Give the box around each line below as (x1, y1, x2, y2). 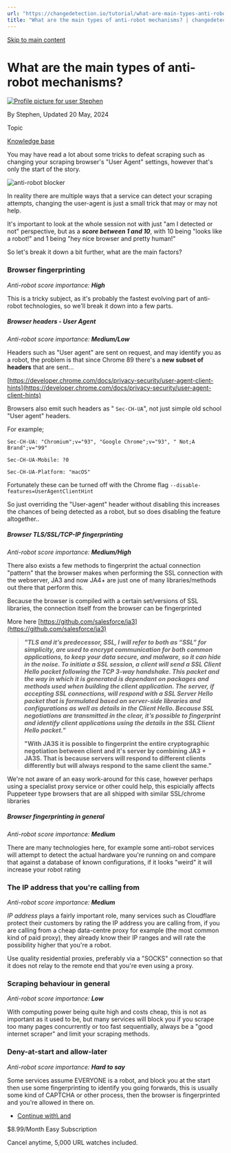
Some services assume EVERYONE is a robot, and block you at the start (7, 1076, 211, 1084)
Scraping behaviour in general (7, 978, 110, 988)
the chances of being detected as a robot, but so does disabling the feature (7, 507, 221, 515)
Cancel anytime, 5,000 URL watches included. (7, 1138, 138, 1146)
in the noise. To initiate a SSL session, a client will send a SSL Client (23, 660, 221, 668)
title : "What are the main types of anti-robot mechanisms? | (7, 17, 189, 23)
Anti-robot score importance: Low (7, 994, 104, 1003)
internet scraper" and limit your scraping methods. (7, 1029, 150, 1038)
